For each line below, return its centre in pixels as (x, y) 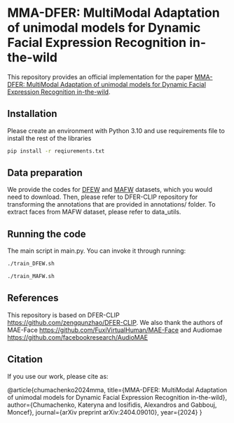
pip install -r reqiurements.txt (56, 151)
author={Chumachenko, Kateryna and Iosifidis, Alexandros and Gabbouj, (112, 405)
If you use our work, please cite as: (58, 376)
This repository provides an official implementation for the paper (100, 77)
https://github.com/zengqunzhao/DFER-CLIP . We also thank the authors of (115, 322)
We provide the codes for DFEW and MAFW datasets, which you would (110, 190)
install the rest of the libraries (49, 138)
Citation (25, 360)
